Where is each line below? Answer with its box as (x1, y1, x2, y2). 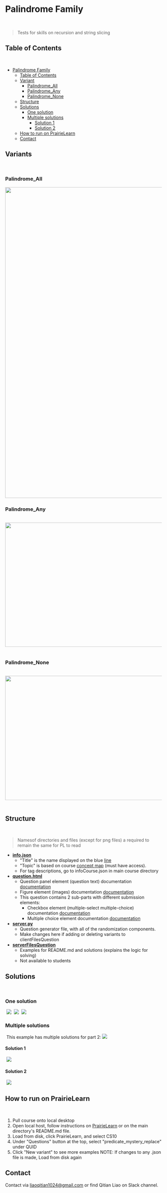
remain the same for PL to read (17, 842, 81, 848)
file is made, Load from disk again (12, 1154, 82, 1160)
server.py (12, 921, 33, 927)
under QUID (12, 1144, 37, 1150)
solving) (19, 952, 37, 958)
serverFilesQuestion (12, 942, 56, 948)
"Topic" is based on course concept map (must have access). (19, 863, 147, 869)
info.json (12, 852, 31, 858)
